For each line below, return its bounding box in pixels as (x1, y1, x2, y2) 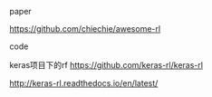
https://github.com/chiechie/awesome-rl (9, 24, 161, 34)
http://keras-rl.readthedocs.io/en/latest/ (9, 78, 159, 88)
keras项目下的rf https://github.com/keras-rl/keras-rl (9, 60, 204, 70)
